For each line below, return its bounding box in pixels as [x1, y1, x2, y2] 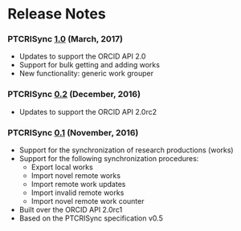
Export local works [31, 162, 93, 172]
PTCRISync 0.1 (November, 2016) [7, 127, 139, 138]
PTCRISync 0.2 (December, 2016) [7, 89, 141, 100]
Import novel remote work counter [31, 197, 145, 206]
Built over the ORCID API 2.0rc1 [18, 205, 123, 215]
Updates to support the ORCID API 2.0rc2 [18, 107, 157, 116]
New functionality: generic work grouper [18, 69, 154, 79]
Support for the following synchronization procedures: [18, 154, 199, 164]
